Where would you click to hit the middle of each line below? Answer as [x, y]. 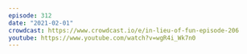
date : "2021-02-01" [41, 23]
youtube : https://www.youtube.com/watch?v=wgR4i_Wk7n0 [102, 38]
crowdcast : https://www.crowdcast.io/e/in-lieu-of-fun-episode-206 [124, 30]
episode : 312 [30, 15]
